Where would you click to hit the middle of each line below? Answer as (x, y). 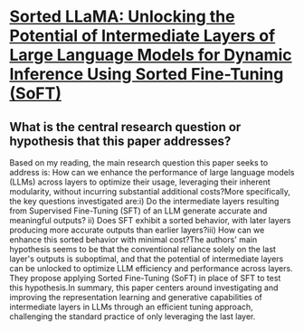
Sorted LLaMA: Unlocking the (122, 17)
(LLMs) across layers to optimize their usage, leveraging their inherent (140, 182)
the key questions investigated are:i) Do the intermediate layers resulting (144, 201)
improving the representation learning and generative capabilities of (136, 297)
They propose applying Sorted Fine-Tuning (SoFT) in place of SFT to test (145, 278)
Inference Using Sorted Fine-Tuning (147, 75)
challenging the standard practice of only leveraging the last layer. (133, 317)
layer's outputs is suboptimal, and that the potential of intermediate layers (147, 259)
